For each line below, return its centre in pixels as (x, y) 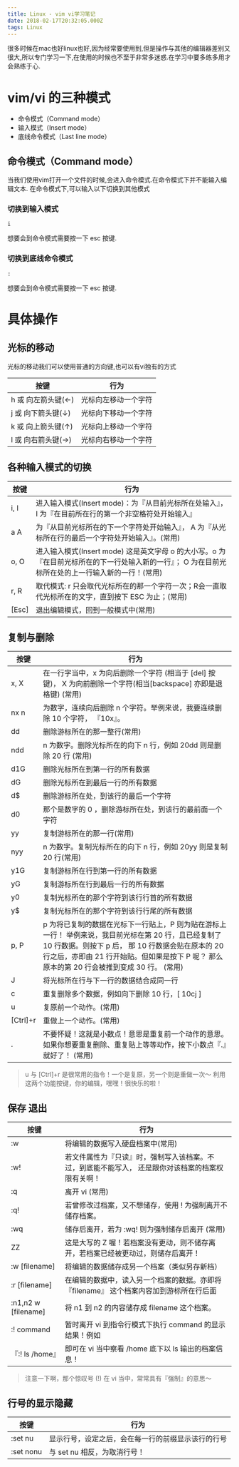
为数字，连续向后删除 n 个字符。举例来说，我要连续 (129, 708)
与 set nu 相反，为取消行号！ (97, 1452)
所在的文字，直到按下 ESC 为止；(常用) (122, 596)
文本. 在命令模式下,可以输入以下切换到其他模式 (82, 189)
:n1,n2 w (26, 1303)
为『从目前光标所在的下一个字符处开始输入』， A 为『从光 (131, 527)
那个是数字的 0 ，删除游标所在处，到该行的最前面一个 (132, 809)
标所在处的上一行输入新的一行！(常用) (99, 573)
